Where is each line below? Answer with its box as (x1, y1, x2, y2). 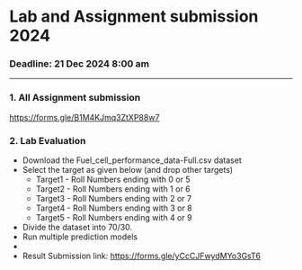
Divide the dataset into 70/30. (22, 222, 133, 233)
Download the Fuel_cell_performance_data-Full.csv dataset (22, 155, 243, 166)
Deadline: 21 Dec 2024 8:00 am (9, 58, 150, 70)
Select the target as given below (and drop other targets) (22, 165, 234, 175)
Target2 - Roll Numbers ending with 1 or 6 (35, 184, 191, 194)
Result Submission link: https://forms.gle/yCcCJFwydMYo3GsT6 (22, 250, 261, 262)
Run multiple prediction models (22, 231, 138, 242)
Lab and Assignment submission (9, 6, 259, 27)
